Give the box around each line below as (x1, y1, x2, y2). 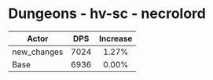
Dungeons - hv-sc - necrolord (8, 5, 206, 23)
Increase (99, 33, 133, 44)
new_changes (12, 46, 64, 57)
